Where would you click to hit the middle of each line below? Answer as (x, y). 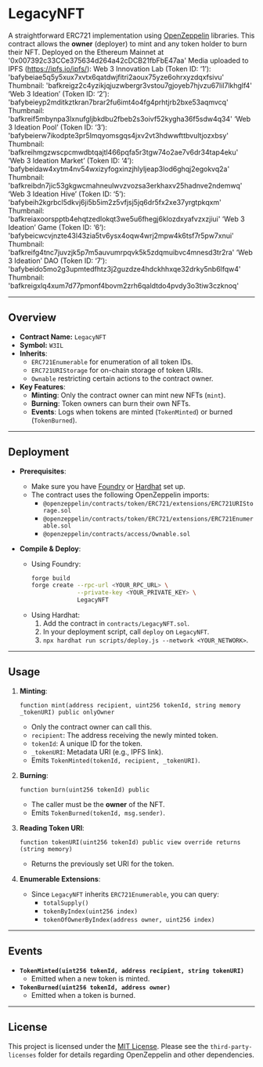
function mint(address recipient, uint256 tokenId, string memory (130, 705)
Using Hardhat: (56, 615)
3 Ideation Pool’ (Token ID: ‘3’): (58, 127)
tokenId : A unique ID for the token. (86, 744)
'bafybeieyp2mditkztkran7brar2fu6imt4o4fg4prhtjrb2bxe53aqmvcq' (118, 102)
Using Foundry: (56, 564)
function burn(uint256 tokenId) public (85, 790)
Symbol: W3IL (41, 345)
